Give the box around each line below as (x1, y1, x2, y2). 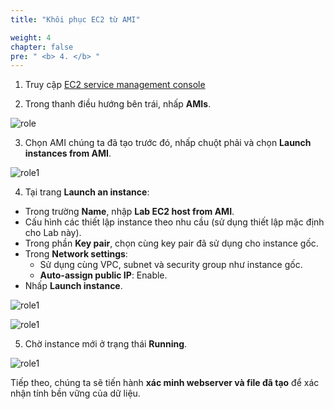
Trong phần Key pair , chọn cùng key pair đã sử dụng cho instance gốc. (24, 237, 319, 250)
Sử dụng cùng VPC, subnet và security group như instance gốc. (39, 259, 303, 271)
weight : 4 (10, 32, 52, 43)
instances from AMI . (24, 147, 112, 160)
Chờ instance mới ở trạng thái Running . (24, 338, 188, 350)
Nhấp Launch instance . (24, 280, 123, 292)
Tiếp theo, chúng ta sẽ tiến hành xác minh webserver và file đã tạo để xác (10, 377, 320, 389)
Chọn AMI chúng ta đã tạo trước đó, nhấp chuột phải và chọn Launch (24, 137, 312, 149)
